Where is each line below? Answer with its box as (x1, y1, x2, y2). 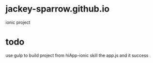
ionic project (5, 19, 31, 25)
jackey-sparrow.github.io (5, 3, 110, 15)
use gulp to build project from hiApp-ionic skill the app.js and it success (5, 52, 149, 58)
